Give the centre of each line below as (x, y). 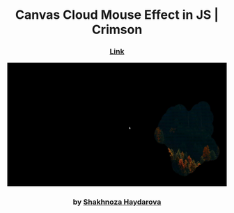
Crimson (117, 30)
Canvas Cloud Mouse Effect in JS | (117, 15)
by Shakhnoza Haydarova (117, 202)
